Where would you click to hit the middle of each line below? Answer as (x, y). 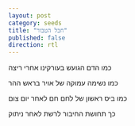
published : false (37, 38)
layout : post (30, 15)
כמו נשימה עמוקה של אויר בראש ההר (63, 83)
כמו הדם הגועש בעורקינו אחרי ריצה (60, 67)
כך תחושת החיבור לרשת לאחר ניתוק (62, 114)
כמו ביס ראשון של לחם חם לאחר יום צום (68, 98)
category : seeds (35, 23)
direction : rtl (33, 45)
